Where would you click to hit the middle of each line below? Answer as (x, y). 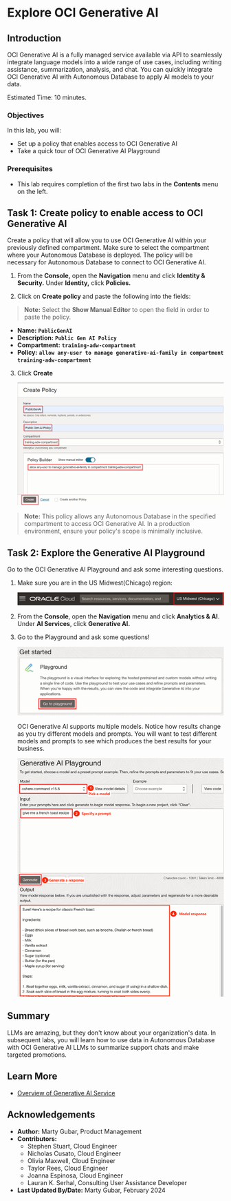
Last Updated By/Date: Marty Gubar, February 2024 (91, 1190)
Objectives (26, 115)
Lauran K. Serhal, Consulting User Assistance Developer (107, 1182)
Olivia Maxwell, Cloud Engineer (71, 1160)
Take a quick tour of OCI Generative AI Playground (88, 151)
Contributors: (37, 1139)
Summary (29, 1016)
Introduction (34, 38)
